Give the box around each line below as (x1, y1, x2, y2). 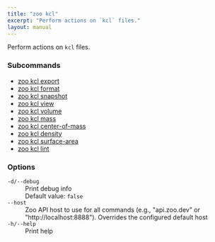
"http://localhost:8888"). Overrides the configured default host (25, 213, 208, 221)
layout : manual (7, 23, 52, 30)
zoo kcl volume (17, 107, 62, 115)
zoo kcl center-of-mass (17, 122, 86, 130)
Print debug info (25, 184, 72, 192)
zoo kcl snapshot (17, 91, 68, 100)
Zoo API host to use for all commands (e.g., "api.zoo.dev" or (25, 205, 200, 214)
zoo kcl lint (17, 144, 50, 153)
